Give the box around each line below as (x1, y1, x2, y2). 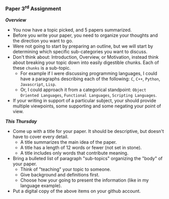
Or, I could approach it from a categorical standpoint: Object (20, 86, 147, 93)
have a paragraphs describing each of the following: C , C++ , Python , (20, 76, 160, 82)
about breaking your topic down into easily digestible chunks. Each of (12, 59, 159, 65)
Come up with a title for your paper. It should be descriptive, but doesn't (12, 128, 164, 134)
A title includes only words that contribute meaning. (20, 150, 129, 156)
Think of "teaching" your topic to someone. (20, 166, 111, 172)
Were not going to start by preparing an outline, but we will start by (12, 43, 154, 49)
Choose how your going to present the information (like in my (20, 177, 149, 183)
